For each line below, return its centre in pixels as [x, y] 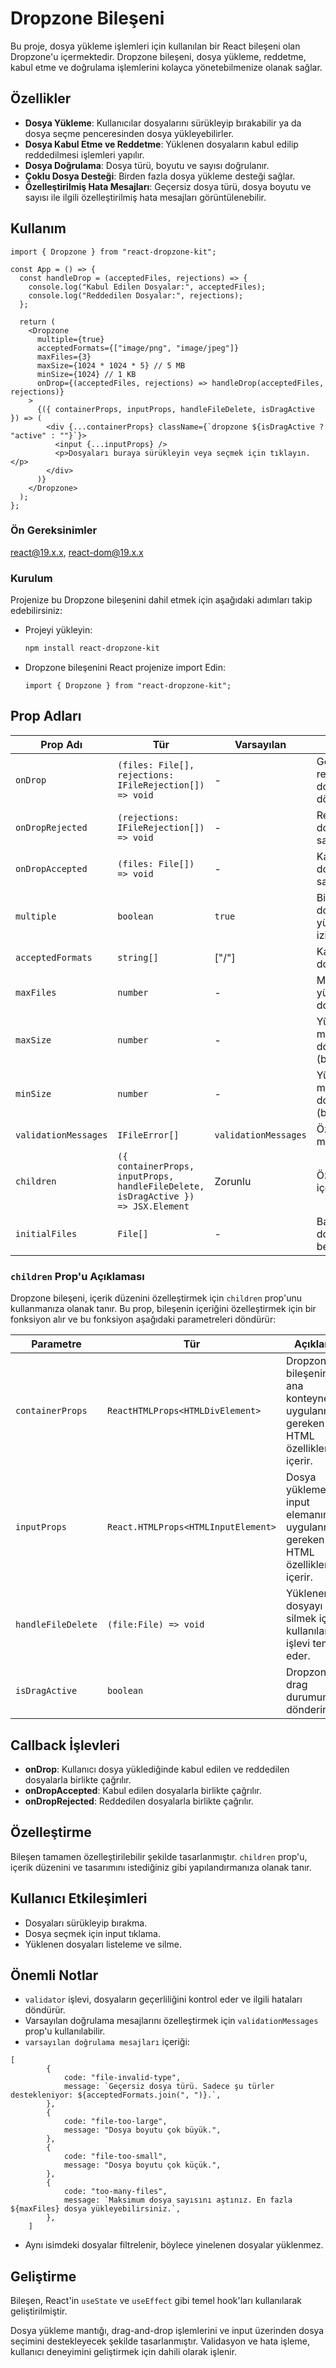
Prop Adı [61, 744]
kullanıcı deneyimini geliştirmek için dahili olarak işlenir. [124, 2352]
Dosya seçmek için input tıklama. [92, 1933]
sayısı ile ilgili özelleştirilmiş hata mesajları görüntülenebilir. [145, 197]
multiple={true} [70, 339]
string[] [138, 957]
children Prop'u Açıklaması [77, 1276]
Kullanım [38, 228]
